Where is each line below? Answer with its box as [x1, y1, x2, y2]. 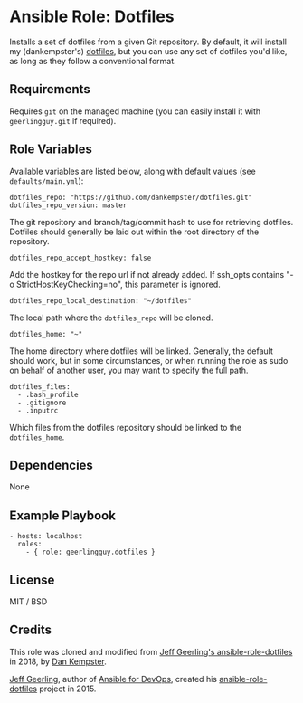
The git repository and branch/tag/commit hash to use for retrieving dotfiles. [9, 216, 294, 227]
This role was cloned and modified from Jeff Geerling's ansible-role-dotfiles [9, 646, 293, 657]
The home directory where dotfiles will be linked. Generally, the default [9, 346, 274, 356]
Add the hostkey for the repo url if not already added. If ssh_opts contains [9, 269, 285, 280]
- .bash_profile [17, 390, 79, 399]
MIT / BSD [9, 596, 48, 607]
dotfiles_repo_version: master [9, 201, 128, 210]
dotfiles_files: [9, 382, 71, 391]
